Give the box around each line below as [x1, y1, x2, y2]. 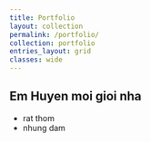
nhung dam [22, 122, 66, 133]
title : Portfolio [9, 13, 75, 23]
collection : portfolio [9, 38, 95, 48]
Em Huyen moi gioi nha [9, 89, 143, 104]
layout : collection [9, 22, 84, 31]
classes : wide [9, 55, 64, 64]
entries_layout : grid [9, 47, 92, 56]
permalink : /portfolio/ [9, 30, 100, 39]
